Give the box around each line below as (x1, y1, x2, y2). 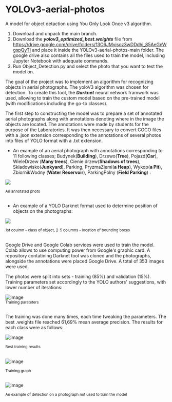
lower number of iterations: (5, 284, 63, 290)
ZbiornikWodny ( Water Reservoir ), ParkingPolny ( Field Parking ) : (12, 169, 151, 175)
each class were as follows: (5, 325, 64, 331)
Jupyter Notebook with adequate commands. (12, 57, 109, 64)
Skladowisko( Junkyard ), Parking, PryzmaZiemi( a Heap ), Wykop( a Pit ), (12, 164, 163, 170)
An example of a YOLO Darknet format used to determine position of (12, 203, 158, 209)
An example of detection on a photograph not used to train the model (5, 392, 127, 397)
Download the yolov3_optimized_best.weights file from (12, 36, 132, 42)
